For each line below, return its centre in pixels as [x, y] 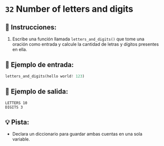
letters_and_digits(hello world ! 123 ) [45, 76]
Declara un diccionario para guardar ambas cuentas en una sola [77, 134]
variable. [21, 139]
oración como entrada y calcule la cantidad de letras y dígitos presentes [85, 44]
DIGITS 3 [14, 107]
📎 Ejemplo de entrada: [39, 65]
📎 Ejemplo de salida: [37, 92]
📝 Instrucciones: [31, 27]
